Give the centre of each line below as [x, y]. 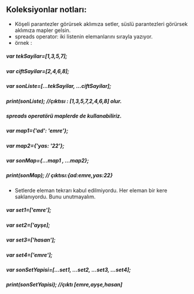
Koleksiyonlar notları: [46, 10]
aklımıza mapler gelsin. [43, 30]
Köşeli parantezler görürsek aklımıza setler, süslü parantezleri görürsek [101, 24]
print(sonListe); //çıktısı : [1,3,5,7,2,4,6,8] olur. [64, 101]
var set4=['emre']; [30, 255]
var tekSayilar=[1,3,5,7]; [37, 56]
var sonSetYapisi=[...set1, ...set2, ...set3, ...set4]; [69, 269]
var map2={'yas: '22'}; [35, 146]
